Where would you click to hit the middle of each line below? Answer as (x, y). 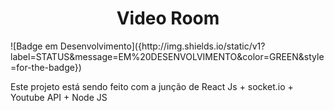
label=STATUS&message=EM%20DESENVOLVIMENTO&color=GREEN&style (167, 56)
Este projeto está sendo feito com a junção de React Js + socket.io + (152, 86)
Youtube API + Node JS (59, 97)
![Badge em (34, 46)
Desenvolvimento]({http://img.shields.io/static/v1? (162, 46)
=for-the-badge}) (46, 67)
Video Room (168, 18)
